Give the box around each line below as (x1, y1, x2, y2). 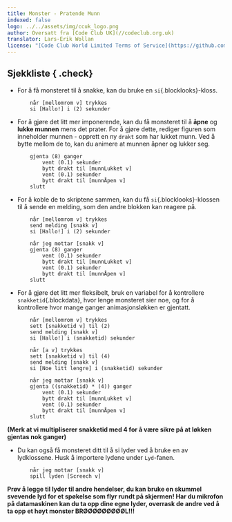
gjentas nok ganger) (7, 432, 67, 441)
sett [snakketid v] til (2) (30, 322, 110, 329)
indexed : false (7, 17, 51, 23)
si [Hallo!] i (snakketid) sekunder (30, 334, 135, 342)
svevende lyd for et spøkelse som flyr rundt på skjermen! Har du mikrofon (7, 492, 224, 501)
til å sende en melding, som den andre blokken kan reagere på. (17, 202, 197, 211)
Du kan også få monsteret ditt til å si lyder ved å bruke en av (17, 446, 188, 454)
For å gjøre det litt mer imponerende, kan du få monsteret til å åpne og (17, 117, 217, 126)
